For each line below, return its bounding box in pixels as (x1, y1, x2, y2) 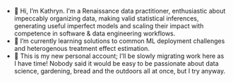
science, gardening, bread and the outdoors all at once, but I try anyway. (13, 67, 226, 75)
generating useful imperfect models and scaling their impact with (13, 22, 204, 30)
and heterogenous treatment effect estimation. (13, 45, 150, 52)
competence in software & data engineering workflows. (13, 29, 176, 37)
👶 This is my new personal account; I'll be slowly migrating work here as (13, 52, 225, 60)
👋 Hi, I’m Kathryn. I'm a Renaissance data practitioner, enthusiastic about (13, 7, 226, 15)
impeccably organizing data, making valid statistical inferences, (13, 14, 199, 23)
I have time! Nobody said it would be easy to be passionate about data (13, 59, 219, 67)
